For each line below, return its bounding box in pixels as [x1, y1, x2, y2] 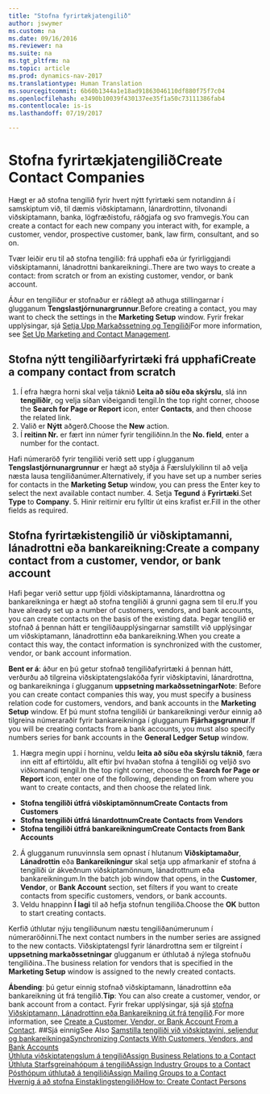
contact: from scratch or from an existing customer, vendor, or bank [8, 270, 234, 280]
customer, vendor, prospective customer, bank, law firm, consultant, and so [8, 229, 260, 239]
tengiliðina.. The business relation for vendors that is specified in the [8, 958, 234, 967]
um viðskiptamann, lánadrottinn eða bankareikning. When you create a [8, 631, 241, 640]
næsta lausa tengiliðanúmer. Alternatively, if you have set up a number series [8, 471, 262, 480]
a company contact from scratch [8, 365, 176, 379]
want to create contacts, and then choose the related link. [19, 782, 212, 792]
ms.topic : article [8, 65, 70, 73]
